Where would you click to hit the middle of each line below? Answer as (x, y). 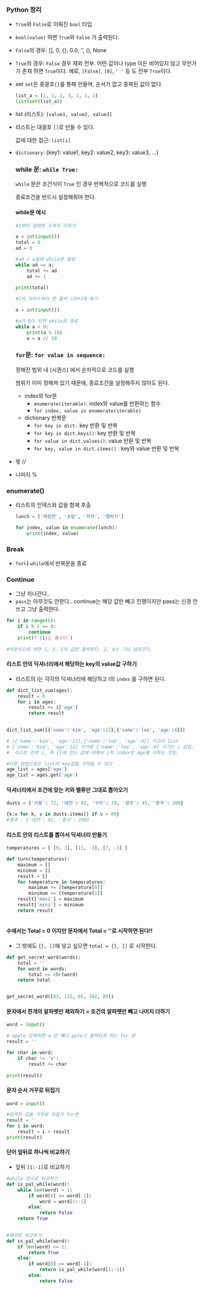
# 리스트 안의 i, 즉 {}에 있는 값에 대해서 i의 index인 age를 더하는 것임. (93, 753)
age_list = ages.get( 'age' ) (42, 775)
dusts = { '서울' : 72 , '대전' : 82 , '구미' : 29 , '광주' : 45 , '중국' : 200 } (95, 803)
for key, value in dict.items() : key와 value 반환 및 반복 (106, 448)
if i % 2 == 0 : (37, 627)
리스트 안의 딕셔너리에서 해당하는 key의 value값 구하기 (72, 664)
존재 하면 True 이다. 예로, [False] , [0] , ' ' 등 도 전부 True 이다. (97, 71)
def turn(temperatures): (38, 859)
